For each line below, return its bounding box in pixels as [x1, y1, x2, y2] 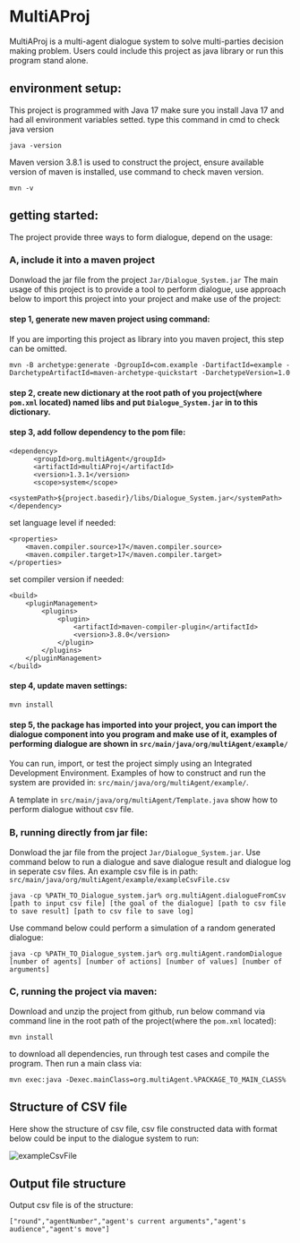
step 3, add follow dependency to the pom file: [9, 427, 186, 438]
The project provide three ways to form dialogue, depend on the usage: [9, 231, 273, 243]
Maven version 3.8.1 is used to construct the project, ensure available [9, 157, 264, 167]
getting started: [9, 208, 99, 223]
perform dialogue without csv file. [9, 804, 134, 815]
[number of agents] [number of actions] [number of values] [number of [9, 956, 282, 966]
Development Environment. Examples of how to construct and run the [9, 767, 266, 778]
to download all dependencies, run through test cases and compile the [9, 1048, 270, 1059]
